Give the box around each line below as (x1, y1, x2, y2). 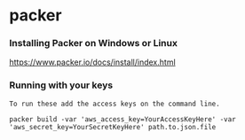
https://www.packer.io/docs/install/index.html (9, 57, 176, 67)
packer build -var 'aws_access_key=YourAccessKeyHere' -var (9, 114, 237, 124)
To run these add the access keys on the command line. (9, 99, 220, 108)
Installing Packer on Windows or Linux (9, 37, 178, 50)
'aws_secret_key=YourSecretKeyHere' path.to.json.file (9, 122, 217, 131)
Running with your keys (9, 79, 114, 91)
